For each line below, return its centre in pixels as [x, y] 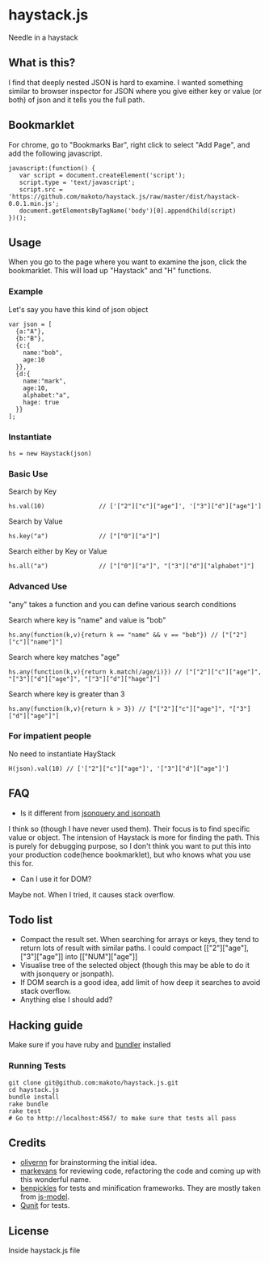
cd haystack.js [34, 1090]
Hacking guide [46, 1025]
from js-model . [45, 1197]
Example [26, 292]
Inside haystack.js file [44, 1251]
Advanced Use [38, 587]
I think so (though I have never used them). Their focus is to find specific [129, 828]
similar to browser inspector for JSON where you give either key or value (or [135, 91]
